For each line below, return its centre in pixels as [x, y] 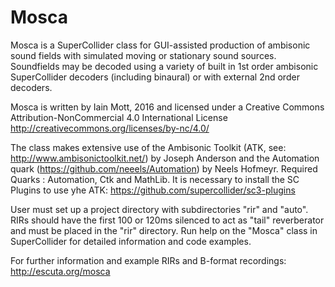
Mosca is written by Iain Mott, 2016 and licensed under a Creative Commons [167, 107]
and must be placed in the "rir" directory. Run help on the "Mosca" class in [164, 230]
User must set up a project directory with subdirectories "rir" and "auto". [159, 209]
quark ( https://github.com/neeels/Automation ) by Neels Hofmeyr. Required [164, 168]
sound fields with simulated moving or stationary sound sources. [143, 55]
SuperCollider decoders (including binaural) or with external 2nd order [155, 77]
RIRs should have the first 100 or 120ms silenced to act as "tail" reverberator [167, 220]
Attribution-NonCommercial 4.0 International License [119, 117]
